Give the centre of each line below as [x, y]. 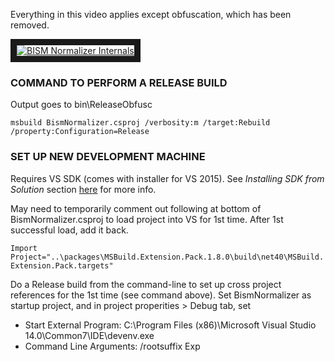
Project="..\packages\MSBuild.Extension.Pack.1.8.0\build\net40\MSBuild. [167, 257]
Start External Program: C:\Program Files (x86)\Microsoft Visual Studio [170, 325]
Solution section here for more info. [83, 189]
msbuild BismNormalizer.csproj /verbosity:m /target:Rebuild [140, 123]
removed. [30, 25]
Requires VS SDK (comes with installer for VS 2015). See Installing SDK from [167, 178]
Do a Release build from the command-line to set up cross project [146, 284]
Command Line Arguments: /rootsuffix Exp [112, 346]
